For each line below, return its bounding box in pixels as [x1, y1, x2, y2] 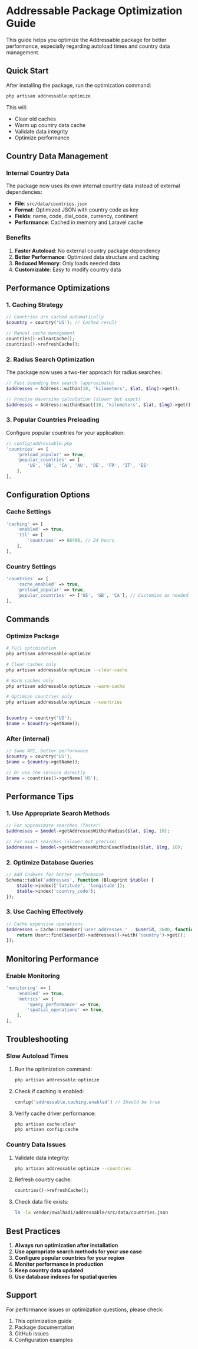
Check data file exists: [14, 1198, 69, 1205]
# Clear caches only [6, 661, 57, 667]
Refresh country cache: [14, 1176, 72, 1183]
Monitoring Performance [6, 954, 99, 964]
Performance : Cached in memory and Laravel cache [14, 219, 143, 226]
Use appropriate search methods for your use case [14, 1248, 143, 1255]
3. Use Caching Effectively [6, 908, 84, 916]
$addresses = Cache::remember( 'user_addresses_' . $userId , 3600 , [6, 927, 173, 932]
